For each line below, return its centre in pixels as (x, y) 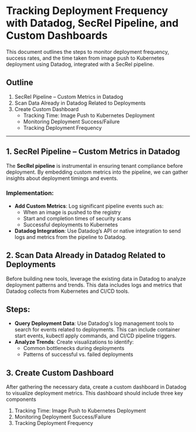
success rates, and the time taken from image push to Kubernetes (85, 58)
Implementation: (30, 193)
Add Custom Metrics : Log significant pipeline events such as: (89, 206)
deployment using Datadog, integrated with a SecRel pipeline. (80, 64)
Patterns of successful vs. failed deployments (78, 354)
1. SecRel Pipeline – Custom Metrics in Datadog (93, 152)
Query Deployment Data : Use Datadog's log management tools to (94, 323)
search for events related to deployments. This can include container (97, 330)
